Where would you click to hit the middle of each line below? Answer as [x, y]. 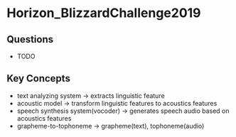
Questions [30, 39]
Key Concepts [38, 78]
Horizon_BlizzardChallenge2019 [104, 13]
